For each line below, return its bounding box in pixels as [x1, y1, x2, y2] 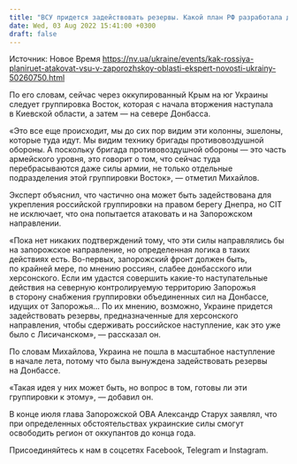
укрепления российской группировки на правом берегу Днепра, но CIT [9, 199, 283, 210]
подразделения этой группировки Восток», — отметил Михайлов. [9, 173, 260, 183]
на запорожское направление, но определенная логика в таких [9, 244, 250, 255]
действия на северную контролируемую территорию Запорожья [9, 282, 256, 293]
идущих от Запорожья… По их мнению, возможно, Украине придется [9, 301, 273, 312]
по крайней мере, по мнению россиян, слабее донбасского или [9, 263, 252, 275]
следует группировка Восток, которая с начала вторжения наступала [9, 99, 274, 110]
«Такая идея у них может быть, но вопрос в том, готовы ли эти [9, 383, 247, 393]
